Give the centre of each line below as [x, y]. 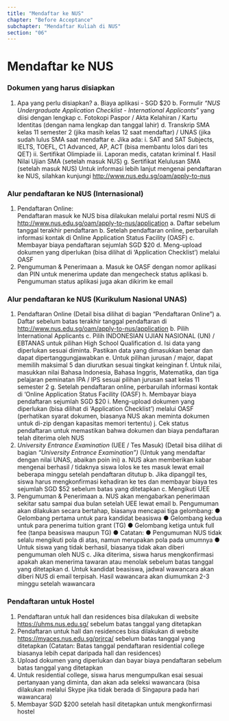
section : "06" [27, 33]
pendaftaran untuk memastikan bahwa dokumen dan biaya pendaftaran [118, 431]
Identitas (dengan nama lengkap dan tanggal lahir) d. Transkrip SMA [113, 125]
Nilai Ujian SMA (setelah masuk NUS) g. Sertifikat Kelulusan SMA [109, 161]
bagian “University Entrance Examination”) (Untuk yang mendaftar [111, 453]
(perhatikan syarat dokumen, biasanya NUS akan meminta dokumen [113, 416]
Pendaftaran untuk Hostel [51, 602]
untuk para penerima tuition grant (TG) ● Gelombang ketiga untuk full [116, 525]
